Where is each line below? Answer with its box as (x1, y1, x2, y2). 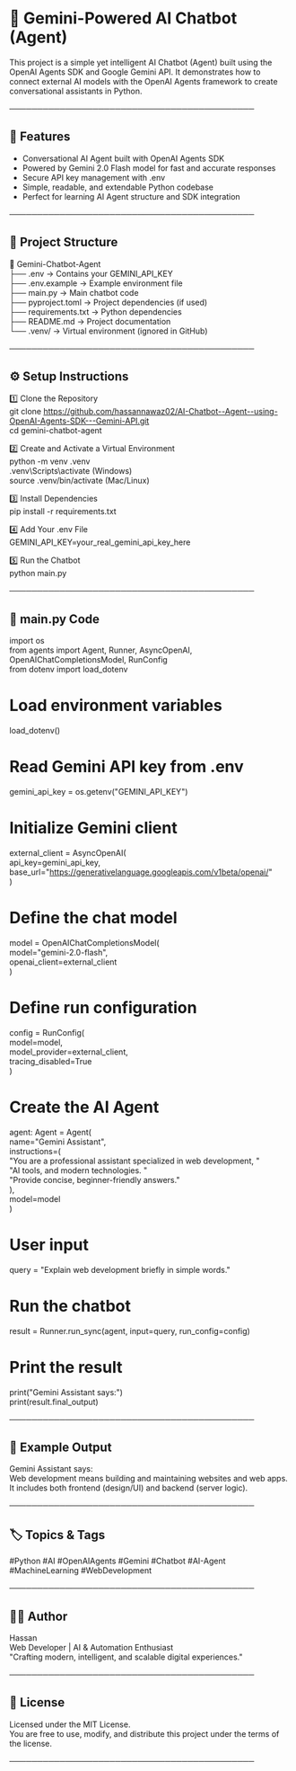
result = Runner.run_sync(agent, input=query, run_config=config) (9, 1325, 251, 1336)
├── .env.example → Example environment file (9, 278, 183, 289)
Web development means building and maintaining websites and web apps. (9, 1473, 289, 1484)
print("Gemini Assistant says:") (9, 1386, 124, 1397)
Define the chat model (9, 908, 178, 929)
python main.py (9, 568, 67, 579)
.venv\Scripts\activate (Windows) (9, 466, 133, 476)
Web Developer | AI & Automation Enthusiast (9, 1642, 174, 1653)
